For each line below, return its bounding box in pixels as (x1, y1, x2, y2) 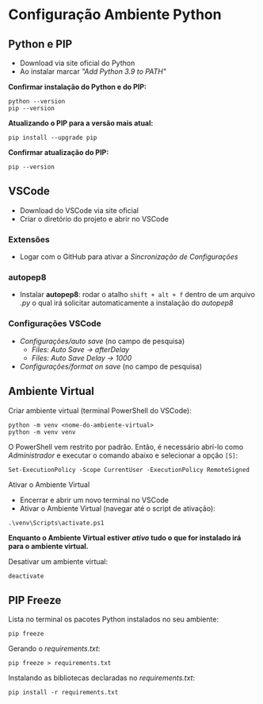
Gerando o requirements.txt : (8, 644, 101, 653)
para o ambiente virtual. (8, 541, 89, 551)
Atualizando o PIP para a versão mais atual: (8, 118, 154, 128)
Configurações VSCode (8, 318, 101, 329)
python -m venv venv (8, 427, 77, 436)
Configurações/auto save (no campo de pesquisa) (19, 336, 185, 346)
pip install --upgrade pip (8, 133, 97, 141)
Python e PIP (8, 37, 73, 51)
